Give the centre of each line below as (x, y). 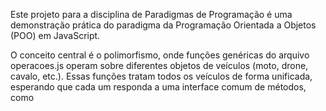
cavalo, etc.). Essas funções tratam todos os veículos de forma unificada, (161, 76)
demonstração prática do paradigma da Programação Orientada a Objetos (163, 25)
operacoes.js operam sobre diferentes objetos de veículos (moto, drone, (159, 65)
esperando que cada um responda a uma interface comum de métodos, (158, 87)
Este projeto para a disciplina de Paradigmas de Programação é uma (151, 14)
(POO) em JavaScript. (55, 35)
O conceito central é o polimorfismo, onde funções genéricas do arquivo (160, 55)
